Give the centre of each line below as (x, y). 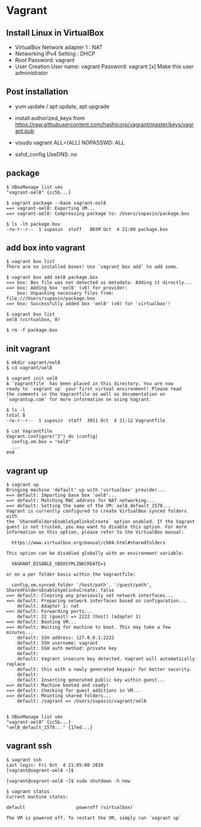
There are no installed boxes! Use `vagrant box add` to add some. (93, 267)
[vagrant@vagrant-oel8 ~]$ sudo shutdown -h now (68, 781)
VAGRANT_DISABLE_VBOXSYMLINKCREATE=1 (59, 564)
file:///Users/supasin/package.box (51, 299)
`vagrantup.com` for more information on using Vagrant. (79, 400)
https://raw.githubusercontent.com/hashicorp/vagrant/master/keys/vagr (104, 124)
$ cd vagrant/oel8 (29, 368)
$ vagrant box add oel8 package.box (52, 277)
